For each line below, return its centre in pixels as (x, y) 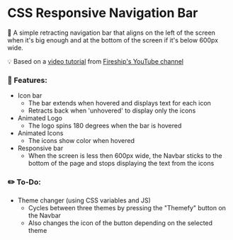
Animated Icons (40, 133)
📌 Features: (27, 80)
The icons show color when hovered (81, 141)
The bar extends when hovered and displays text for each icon (119, 103)
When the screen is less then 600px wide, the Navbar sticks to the (125, 156)
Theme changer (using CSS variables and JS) (84, 200)
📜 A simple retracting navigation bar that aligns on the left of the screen (112, 33)
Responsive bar (40, 148)
